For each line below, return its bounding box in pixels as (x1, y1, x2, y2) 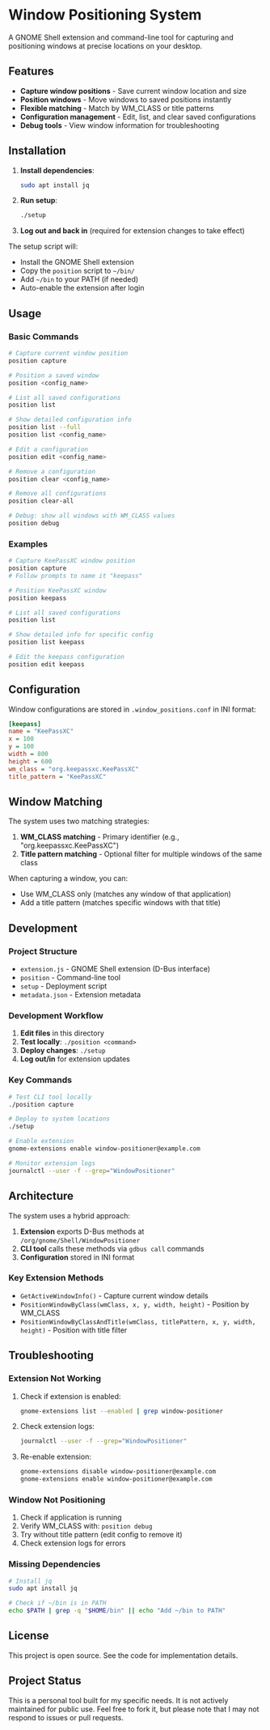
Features (8, 65, 54, 79)
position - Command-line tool (19, 973, 121, 983)
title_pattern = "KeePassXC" (8, 772, 107, 780)
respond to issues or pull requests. (8, 1712, 124, 1722)
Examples (8, 538, 49, 550)
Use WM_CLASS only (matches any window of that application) (19, 889, 232, 899)
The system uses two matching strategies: (8, 816, 150, 827)
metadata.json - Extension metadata (19, 990, 141, 1000)
